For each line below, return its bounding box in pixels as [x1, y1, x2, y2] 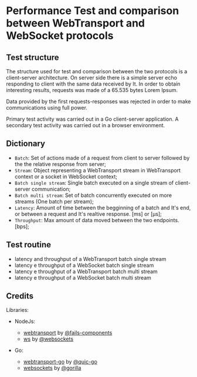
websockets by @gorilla [23, 365, 81, 372]
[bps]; [14, 223, 29, 230]
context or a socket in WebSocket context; [14, 173, 117, 180]
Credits [6, 291, 34, 301]
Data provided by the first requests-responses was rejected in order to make [6, 98, 191, 105]
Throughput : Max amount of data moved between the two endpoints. [14, 216, 180, 223]
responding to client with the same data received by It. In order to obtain [6, 80, 181, 87]
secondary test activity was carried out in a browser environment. [6, 122, 165, 128]
